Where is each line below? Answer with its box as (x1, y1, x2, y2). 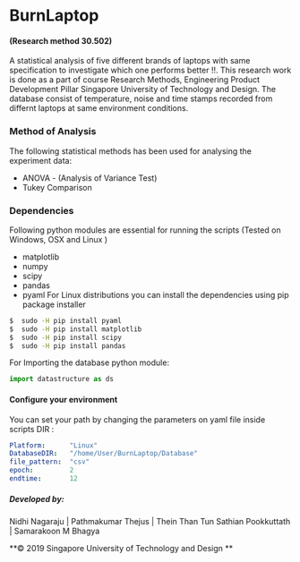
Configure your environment (9, 394, 118, 404)
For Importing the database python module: (9, 357, 170, 368)
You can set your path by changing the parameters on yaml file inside (9, 413, 266, 425)
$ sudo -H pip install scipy (9, 333, 123, 342)
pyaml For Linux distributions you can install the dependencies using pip (21, 289, 289, 300)
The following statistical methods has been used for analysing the (9, 145, 253, 157)
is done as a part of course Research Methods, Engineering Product (9, 74, 260, 85)
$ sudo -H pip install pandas (9, 341, 126, 350)
